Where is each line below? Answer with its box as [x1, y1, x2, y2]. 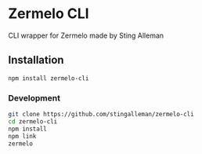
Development [8, 92, 61, 103]
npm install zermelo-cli [8, 74, 89, 82]
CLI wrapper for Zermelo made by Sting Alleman [8, 31, 164, 40]
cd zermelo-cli [8, 117, 58, 126]
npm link [8, 132, 37, 140]
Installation [8, 53, 64, 67]
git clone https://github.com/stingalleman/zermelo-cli [8, 111, 194, 119]
